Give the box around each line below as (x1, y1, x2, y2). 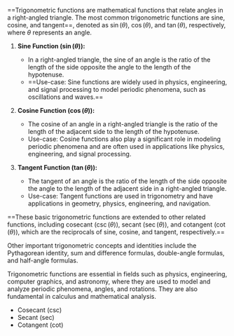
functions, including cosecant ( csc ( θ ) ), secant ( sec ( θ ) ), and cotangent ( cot (7, 220, 226, 229)
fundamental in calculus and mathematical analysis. (7, 293, 156, 300)
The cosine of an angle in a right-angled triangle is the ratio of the (27, 120, 219, 128)
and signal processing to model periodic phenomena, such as (27, 86, 206, 93)
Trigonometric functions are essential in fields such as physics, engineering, (7, 270, 228, 278)
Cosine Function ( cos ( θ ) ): (17, 107, 95, 114)
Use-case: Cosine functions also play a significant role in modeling (27, 135, 221, 143)
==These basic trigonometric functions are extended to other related (7, 213, 206, 221)
